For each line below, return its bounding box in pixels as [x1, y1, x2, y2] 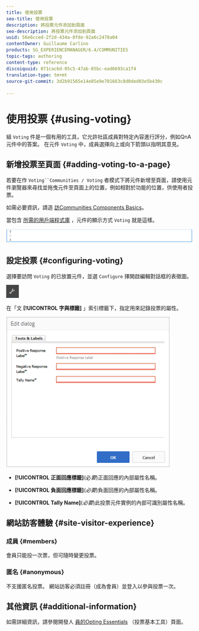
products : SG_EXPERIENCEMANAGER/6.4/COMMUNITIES [6, 47, 129, 53]
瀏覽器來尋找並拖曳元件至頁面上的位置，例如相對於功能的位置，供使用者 [11, 183, 188, 191]
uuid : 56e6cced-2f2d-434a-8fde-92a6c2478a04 [6, 34, 118, 41]
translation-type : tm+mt [6, 72, 68, 78]
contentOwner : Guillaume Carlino [6, 41, 89, 47]
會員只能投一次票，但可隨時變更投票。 [6, 552, 99, 559]
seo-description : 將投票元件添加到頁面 [6, 28, 96, 34]
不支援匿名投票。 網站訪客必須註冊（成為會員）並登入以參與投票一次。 [6, 582, 179, 590]
